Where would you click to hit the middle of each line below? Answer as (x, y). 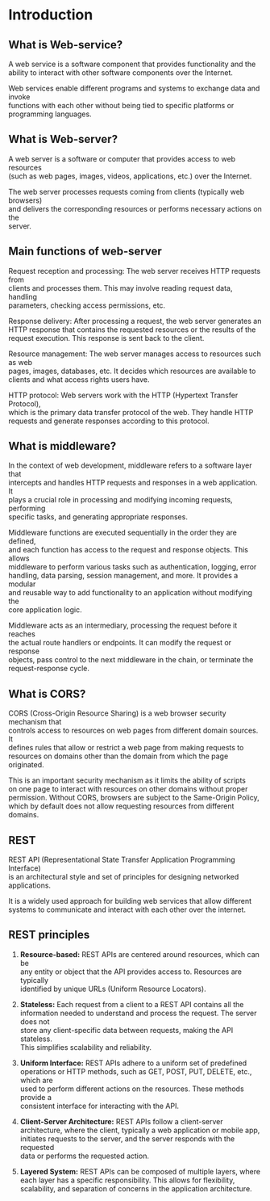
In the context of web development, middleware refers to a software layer (130, 465)
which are (37, 1080)
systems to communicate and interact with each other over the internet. (127, 909)
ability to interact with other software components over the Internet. (121, 73)
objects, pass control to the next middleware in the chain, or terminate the (131, 660)
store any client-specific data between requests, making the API (127, 1030)
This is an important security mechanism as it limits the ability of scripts (127, 780)
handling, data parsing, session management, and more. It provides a (123, 576)
